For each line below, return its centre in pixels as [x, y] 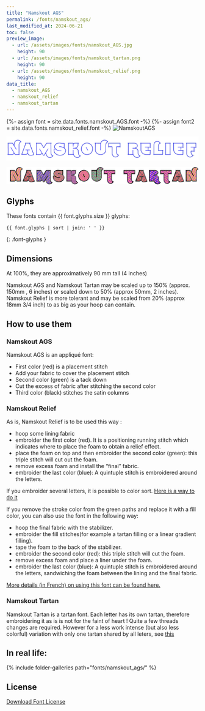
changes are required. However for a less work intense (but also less [93, 627]
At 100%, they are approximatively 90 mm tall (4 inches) [77, 274]
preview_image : [26, 39]
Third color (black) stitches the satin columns [72, 392]
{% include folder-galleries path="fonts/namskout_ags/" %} [81, 668]
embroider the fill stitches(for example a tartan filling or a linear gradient [106, 534]
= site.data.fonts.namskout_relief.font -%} [59, 128]
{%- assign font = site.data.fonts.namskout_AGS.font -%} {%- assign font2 [100, 121]
